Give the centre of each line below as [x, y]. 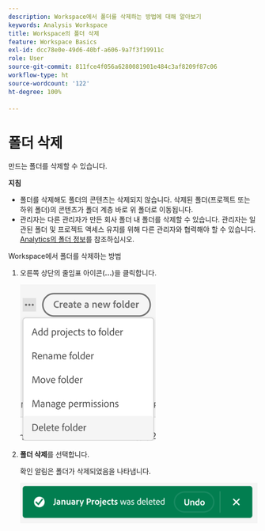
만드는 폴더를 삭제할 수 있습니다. [58, 166]
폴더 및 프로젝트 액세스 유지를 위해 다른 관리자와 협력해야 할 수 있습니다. [145, 229]
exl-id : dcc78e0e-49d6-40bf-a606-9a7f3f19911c [86, 50]
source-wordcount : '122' [49, 83]
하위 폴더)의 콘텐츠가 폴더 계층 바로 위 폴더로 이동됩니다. [106, 210]
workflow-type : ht [38, 75]
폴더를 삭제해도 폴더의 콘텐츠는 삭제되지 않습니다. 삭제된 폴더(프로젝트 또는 [135, 200]
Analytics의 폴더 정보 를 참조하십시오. [77, 239]
